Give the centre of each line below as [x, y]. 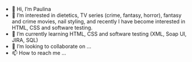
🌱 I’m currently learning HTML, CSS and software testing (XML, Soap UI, [99, 34]
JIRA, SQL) [25, 40]
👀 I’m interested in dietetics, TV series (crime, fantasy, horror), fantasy [97, 15]
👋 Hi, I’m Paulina [31, 9]
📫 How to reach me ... [39, 53]
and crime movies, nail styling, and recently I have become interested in [98, 21]
